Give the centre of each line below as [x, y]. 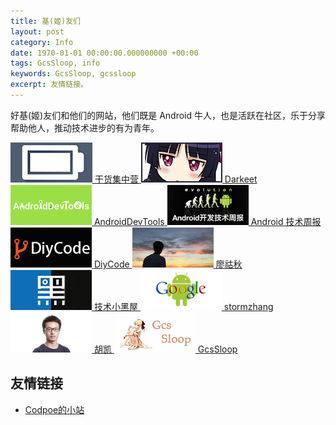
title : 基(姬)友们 [46, 21]
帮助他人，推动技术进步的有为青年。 [85, 127]
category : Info [42, 42]
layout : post [37, 31]
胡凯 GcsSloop [165, 349]
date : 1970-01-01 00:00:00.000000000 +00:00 [104, 53]
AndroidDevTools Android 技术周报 [207, 221]
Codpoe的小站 [54, 409]
